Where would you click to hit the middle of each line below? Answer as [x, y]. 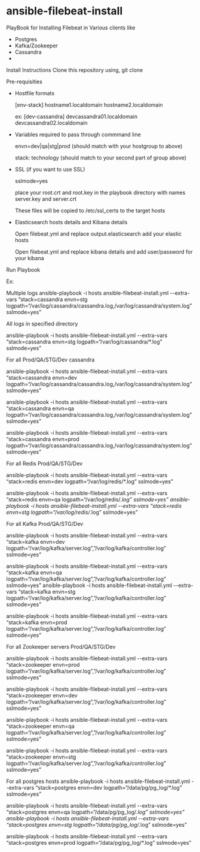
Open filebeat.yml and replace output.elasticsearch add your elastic [98, 234]
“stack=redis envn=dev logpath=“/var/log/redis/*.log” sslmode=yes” [90, 481]
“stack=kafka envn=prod [37, 622]
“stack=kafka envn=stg [47, 591]
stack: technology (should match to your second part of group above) [101, 158]
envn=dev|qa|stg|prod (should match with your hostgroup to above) [99, 146]
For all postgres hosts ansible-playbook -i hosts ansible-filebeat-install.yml [98, 781]
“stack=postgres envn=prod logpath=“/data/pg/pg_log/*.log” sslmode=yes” [99, 842]
